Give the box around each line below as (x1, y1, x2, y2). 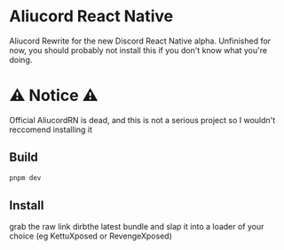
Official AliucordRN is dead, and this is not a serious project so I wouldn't (9, 114, 276, 125)
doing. (9, 54, 33, 65)
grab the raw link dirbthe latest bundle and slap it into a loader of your (9, 222, 264, 232)
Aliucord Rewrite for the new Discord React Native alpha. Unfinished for (9, 35, 272, 46)
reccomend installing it (9, 124, 93, 135)
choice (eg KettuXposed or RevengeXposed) (9, 230, 173, 241)
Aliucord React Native (9, 6, 174, 27)
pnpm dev (9, 173, 42, 183)
